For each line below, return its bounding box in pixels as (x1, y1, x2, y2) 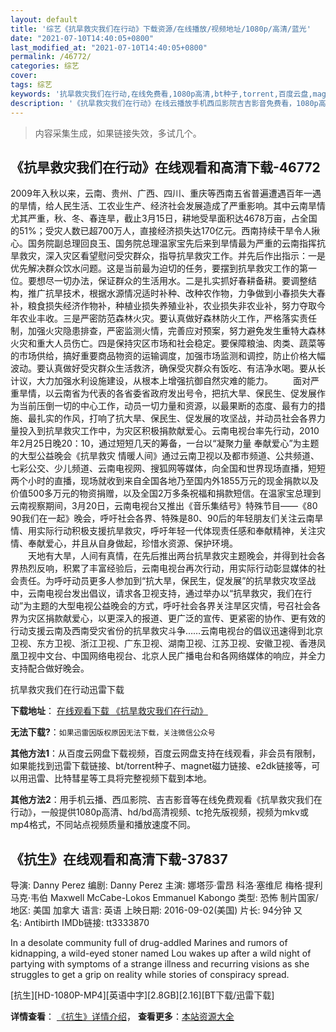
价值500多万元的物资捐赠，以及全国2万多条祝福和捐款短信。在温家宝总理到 (10, 487, 322, 500)
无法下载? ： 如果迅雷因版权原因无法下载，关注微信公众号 (10, 726, 216, 738)
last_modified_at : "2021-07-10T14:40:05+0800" (10, 42, 208, 53)
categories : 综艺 (10, 61, 80, 71)
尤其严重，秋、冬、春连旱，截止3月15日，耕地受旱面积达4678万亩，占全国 (10, 212, 318, 225)
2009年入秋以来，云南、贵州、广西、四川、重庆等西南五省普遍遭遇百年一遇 (10, 187, 322, 200)
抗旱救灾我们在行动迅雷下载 (10, 684, 125, 696)
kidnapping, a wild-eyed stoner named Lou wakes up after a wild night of (10, 947, 312, 960)
